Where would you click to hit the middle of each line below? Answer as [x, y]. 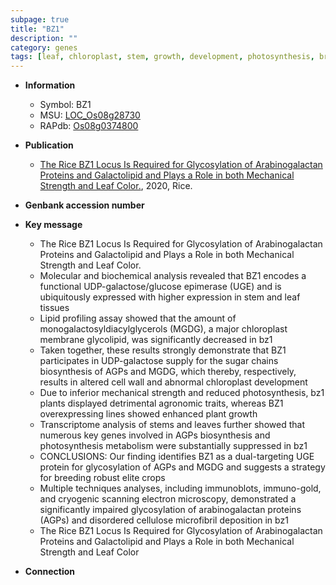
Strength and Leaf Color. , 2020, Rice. [116, 186]
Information [50, 85]
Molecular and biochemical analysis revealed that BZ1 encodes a [173, 276]
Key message [53, 225]
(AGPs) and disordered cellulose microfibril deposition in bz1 [164, 520]
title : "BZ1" [37, 29]
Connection [49, 572]
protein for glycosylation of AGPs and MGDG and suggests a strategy [182, 467]
